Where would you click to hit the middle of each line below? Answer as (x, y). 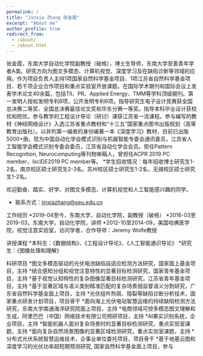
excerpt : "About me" (32, 23)
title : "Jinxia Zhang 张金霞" (43, 17)
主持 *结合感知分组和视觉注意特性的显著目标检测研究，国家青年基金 (101, 271)
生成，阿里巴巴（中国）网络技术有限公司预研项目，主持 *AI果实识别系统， (98, 316)
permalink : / (23, 12)
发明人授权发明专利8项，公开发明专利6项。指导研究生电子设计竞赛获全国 (102, 101)
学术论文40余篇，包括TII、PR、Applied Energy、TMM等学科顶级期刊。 (100, 94)
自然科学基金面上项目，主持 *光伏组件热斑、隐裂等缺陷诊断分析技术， (103, 293)
